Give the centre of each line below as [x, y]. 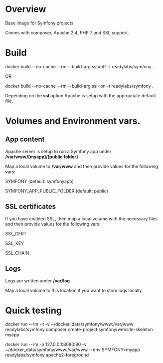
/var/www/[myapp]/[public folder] [42, 157]
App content [25, 139]
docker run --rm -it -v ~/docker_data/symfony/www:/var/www [69, 324]
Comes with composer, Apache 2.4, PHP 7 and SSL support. [67, 32]
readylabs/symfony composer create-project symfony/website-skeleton [79, 330]
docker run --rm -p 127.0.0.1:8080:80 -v [46, 345]
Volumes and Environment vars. [73, 121]
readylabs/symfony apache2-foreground [47, 355]
